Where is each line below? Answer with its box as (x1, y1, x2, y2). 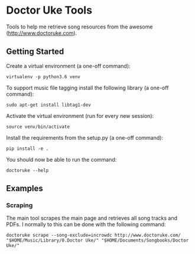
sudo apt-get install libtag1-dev (6, 102, 92, 108)
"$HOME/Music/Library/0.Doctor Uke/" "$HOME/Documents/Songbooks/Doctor (6, 237, 189, 243)
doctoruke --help (6, 167, 49, 173)
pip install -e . (6, 146, 49, 152)
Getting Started (6, 47, 64, 57)
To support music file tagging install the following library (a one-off (6, 84, 169, 91)
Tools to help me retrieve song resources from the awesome (6, 23, 153, 30)
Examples (6, 184, 43, 194)
